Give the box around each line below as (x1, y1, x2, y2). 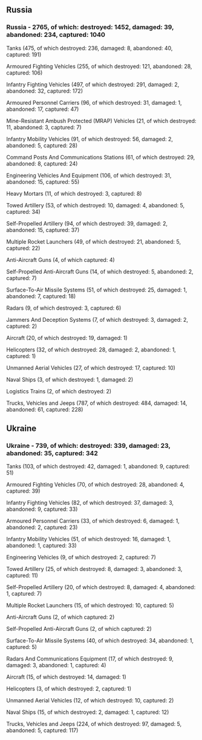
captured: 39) (6, 487, 41, 495)
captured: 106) (6, 69, 43, 76)
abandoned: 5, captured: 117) (6, 727, 79, 734)
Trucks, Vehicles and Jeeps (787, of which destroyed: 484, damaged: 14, (6, 399, 187, 407)
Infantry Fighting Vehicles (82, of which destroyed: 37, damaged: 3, (6, 499, 174, 507)
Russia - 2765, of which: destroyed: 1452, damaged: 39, (6, 23, 174, 32)
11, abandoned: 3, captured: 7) (6, 124, 82, 131)
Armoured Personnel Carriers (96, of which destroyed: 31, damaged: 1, (6, 99, 182, 106)
